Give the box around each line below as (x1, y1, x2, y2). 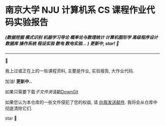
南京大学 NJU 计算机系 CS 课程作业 (5, 4, 146, 16)
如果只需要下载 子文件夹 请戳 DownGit (5, 89, 79, 95)
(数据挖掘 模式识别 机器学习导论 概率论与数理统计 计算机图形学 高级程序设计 (5, 34, 158, 40)
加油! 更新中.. (5, 78, 32, 84)
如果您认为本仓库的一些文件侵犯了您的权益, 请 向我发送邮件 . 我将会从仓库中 (5, 99, 158, 105)
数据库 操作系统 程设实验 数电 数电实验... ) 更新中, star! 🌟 (5, 40, 119, 46)
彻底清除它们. (5, 105, 33, 111)
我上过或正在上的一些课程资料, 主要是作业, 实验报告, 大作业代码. (5, 68, 134, 74)
